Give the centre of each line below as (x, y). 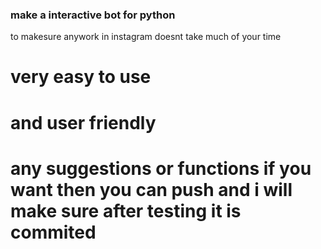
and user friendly (83, 122)
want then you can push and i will (151, 189)
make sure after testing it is (126, 210)
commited (53, 232)
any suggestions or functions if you (161, 168)
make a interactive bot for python (93, 15)
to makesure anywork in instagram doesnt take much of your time (146, 37)
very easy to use (81, 77)
